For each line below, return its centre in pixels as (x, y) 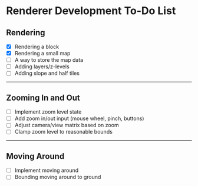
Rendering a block (37, 46)
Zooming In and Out (43, 97)
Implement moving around (46, 170)
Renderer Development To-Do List (91, 11)
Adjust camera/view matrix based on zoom (67, 125)
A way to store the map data (49, 60)
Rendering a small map (42, 54)
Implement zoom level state (48, 112)
